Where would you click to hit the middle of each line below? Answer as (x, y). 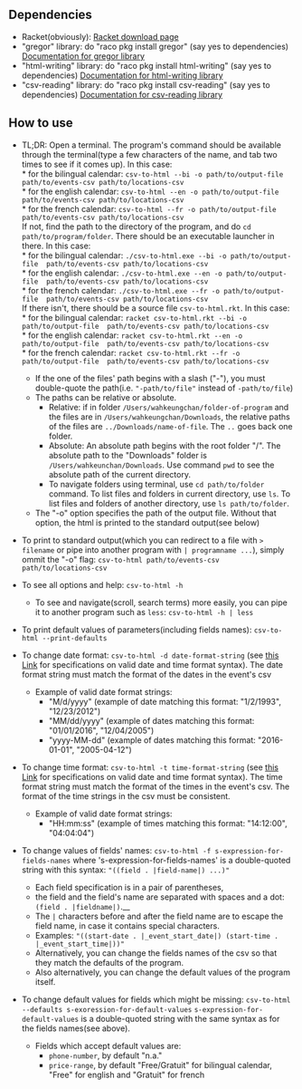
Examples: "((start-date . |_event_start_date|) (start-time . (157, 935)
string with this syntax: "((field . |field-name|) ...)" (125, 870)
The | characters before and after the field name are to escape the (159, 916)
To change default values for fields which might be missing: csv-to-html (156, 999)
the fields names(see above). (75, 1028)
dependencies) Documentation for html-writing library (122, 75)
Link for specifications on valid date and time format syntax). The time (152, 776)
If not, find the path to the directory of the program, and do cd (136, 226)
